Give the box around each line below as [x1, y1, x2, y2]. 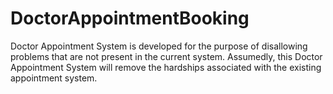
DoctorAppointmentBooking [10, 7, 250, 30]
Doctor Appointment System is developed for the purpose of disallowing [10, 40, 308, 52]
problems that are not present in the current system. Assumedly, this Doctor [10, 50, 323, 62]
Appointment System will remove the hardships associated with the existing [10, 61, 322, 73]
